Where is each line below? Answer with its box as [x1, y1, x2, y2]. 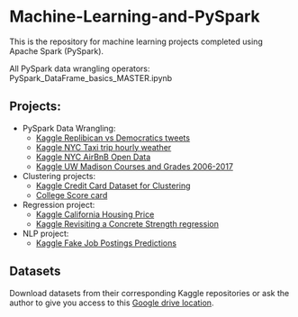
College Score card [35, 189, 108, 200]
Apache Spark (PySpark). [9, 45, 104, 56]
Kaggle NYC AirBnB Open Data [35, 151, 151, 162]
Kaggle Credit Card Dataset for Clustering [35, 180, 191, 191]
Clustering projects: [22, 170, 96, 181]
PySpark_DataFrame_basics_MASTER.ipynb [9, 72, 173, 83]
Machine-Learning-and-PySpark [9, 6, 260, 27]
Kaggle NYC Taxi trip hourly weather [35, 141, 172, 152]
